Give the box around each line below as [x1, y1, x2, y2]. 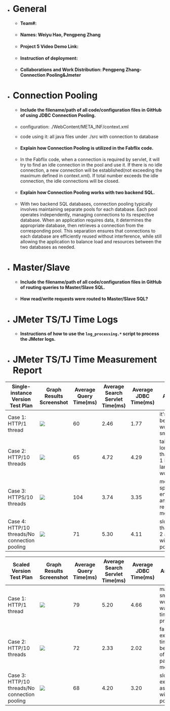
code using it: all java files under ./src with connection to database [20, 133, 159, 140]
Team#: [20, 20, 37, 26]
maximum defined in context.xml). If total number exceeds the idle [20, 172, 158, 178]
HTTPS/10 [8, 494, 33, 501]
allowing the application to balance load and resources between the [20, 238, 162, 244]
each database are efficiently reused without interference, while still [20, 233, 162, 239]
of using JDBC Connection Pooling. [20, 112, 96, 118]
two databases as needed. [20, 244, 76, 250]
